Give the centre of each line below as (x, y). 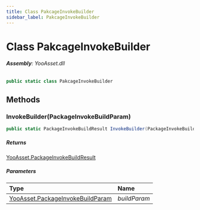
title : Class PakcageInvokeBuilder (50, 12)
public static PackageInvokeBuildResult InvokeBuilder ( (77, 129)
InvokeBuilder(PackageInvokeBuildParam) (68, 117)
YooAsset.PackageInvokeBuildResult (51, 158)
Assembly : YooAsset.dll (36, 64)
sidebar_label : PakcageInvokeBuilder (53, 17)
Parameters (21, 171)
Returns (16, 142)
